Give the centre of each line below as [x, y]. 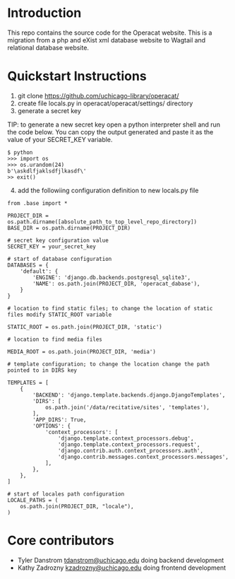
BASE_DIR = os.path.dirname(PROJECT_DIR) [69, 228]
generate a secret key [49, 110]
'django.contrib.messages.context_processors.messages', [143, 457]
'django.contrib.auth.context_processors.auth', [130, 450]
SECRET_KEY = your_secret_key [52, 246]
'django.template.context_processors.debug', [126, 438]
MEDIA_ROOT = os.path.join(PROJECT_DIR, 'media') [82, 351]
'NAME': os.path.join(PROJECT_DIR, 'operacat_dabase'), [116, 283]
